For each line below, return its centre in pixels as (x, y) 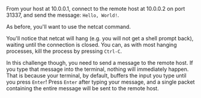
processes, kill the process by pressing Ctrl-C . (64, 51)
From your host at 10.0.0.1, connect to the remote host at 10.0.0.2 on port (96, 9)
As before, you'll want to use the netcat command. (68, 27)
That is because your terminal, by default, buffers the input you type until (97, 75)
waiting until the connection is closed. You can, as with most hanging (91, 45)
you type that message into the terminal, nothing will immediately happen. (97, 69)
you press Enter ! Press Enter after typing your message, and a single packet (100, 82)
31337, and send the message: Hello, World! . (63, 15)
